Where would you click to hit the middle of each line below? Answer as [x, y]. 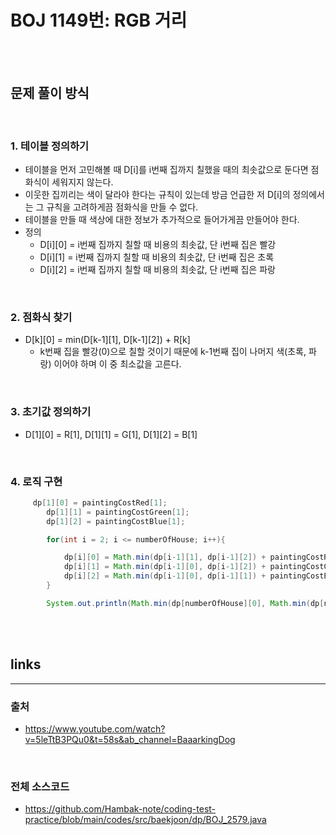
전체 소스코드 [40, 786]
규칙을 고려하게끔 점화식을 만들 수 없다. [122, 207]
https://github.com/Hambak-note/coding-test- [120, 809]
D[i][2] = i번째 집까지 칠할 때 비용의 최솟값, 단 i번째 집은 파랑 [157, 270]
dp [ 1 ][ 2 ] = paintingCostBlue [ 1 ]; [116, 521]
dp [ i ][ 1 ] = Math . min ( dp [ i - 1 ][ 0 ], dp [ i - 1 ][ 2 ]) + [165, 567]
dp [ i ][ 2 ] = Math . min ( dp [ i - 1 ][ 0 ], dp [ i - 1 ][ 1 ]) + [165, 576]
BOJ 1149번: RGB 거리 [99, 20]
